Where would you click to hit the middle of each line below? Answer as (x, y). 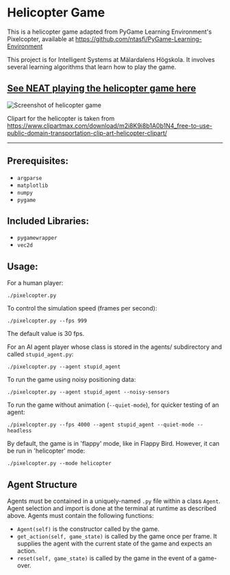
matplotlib (33, 185)
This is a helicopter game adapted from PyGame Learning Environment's (110, 32)
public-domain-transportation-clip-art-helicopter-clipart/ (87, 133)
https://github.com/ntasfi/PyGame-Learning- (138, 38)
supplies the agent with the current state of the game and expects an (114, 543)
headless (20, 431)
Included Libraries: (48, 221)
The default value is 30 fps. (46, 334)
